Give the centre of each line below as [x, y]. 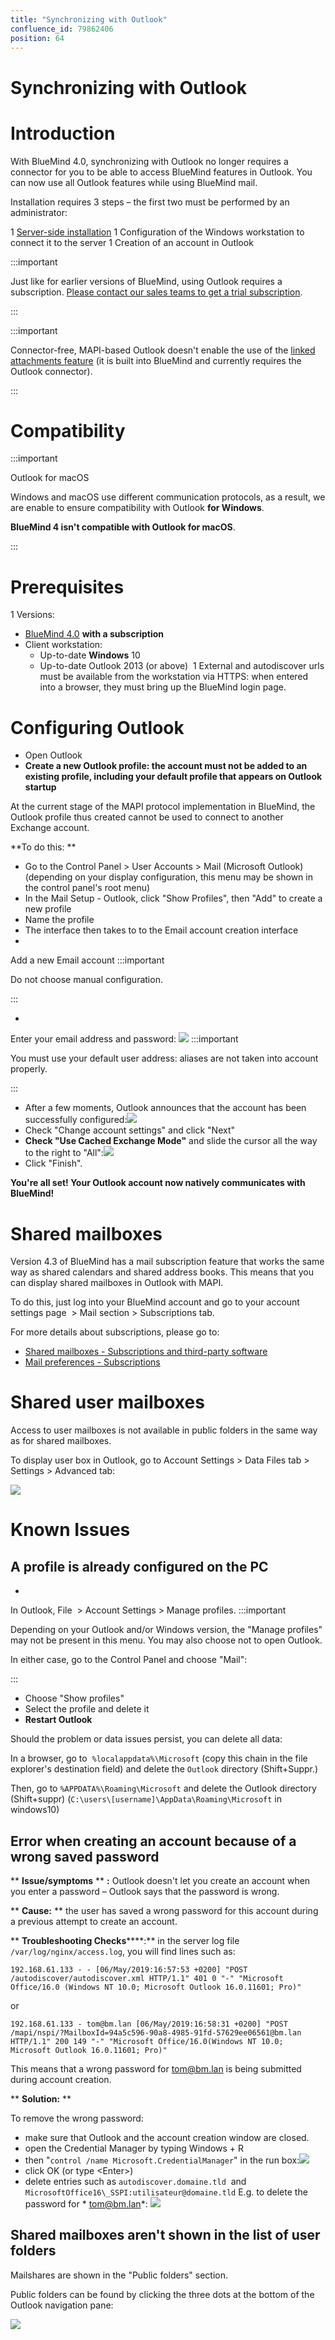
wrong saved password [85, 1856]
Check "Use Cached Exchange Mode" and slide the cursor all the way [171, 1141]
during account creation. [61, 2079]
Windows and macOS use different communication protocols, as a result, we [168, 497]
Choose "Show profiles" [74, 1698]
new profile [48, 909]
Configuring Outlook [97, 727]
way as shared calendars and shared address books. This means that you [162, 1272]
